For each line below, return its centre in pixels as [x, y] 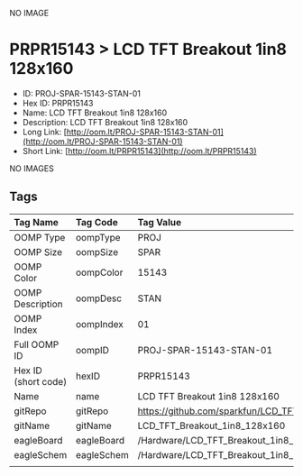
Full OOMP [37, 344]
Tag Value [160, 222]
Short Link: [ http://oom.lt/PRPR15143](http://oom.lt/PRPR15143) [139, 151]
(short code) [41, 381]
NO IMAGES [32, 168]
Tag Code [97, 222]
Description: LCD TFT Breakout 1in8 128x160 [105, 122]
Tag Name [36, 222]
